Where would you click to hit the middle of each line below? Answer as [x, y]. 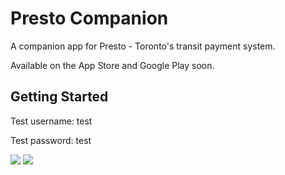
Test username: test [51, 121]
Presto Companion [89, 18]
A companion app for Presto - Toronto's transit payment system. [143, 46]
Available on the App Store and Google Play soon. [112, 65]
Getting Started [59, 97]
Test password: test [51, 140]
